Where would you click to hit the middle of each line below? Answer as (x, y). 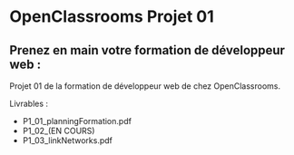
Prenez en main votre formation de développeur (147, 50)
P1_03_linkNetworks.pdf (68, 140)
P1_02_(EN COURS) (59, 131)
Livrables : (29, 103)
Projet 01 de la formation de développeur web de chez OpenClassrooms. (145, 86)
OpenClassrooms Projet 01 (112, 17)
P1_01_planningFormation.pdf (77, 121)
